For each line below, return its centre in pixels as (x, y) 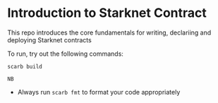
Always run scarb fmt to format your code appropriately (99, 92)
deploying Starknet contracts (49, 40)
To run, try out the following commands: (65, 54)
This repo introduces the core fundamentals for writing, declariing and (109, 32)
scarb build (25, 66)
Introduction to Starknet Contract (107, 13)
